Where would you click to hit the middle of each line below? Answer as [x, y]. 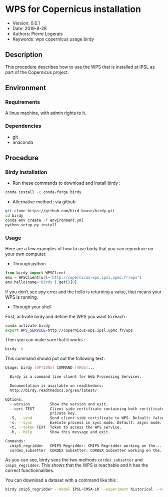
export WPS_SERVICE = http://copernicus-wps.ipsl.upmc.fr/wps [69, 330]
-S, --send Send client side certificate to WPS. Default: [80, 418]
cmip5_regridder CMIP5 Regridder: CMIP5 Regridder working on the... [86, 446]
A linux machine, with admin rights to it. [46, 113]
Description [24, 55]
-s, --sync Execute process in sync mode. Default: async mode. [86, 423]
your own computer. [26, 254]
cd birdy [14, 216]
